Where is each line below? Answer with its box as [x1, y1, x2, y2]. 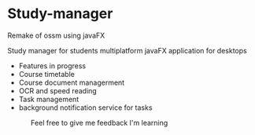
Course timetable [18, 69, 76, 78]
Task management [18, 94, 79, 104]
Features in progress [18, 60, 87, 71]
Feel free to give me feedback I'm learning [30, 118, 168, 127]
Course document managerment [18, 78, 125, 87]
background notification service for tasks [18, 103, 153, 112]
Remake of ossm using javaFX [7, 31, 105, 40]
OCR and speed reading [18, 86, 98, 95]
